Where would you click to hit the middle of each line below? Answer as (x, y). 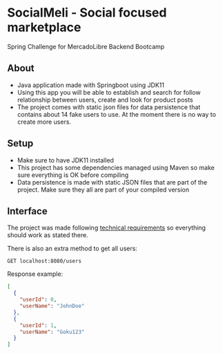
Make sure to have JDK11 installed (65, 160)
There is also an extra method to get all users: (72, 249)
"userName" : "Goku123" (52, 332)
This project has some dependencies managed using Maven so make (116, 167)
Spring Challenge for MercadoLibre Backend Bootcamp (86, 46)
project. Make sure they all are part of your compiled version (103, 189)
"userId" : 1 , (38, 325)
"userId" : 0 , (38, 300)
